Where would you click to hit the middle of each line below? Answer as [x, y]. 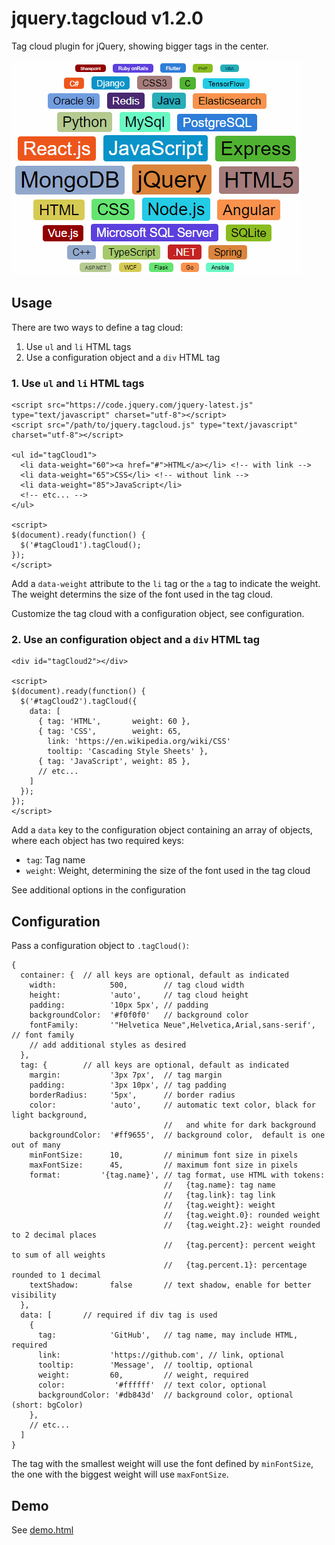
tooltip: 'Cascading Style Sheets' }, [128, 752]
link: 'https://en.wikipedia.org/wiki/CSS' [139, 742]
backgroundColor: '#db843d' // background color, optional [165, 1395]
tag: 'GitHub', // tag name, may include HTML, [168, 1335]
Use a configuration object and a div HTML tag [123, 357]
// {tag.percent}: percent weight [239, 1245]
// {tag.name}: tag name [219, 1185]
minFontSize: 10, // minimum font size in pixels [164, 1155]
